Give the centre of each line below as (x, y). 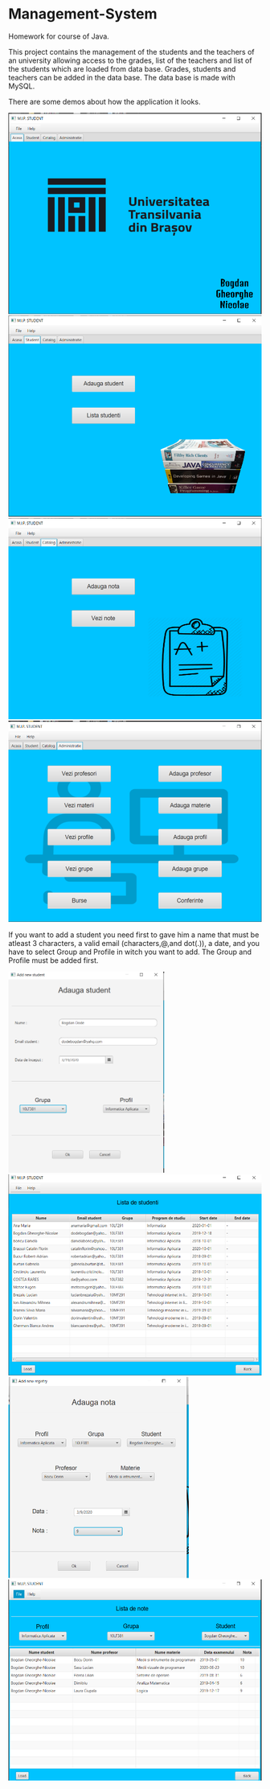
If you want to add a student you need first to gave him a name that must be (134, 935)
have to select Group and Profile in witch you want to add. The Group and (130, 952)
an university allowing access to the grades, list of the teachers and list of (130, 60)
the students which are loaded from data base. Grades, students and (122, 68)
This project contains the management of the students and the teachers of (131, 51)
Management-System (83, 14)
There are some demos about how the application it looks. (104, 101)
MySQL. (22, 86)
